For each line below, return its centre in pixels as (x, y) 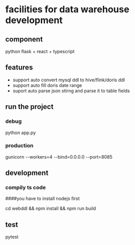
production (19, 146)
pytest (12, 237)
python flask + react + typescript (40, 51)
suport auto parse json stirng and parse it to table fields (71, 91)
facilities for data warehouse (67, 9)
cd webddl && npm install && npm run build (51, 209)
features (19, 68)
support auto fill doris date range (47, 85)
